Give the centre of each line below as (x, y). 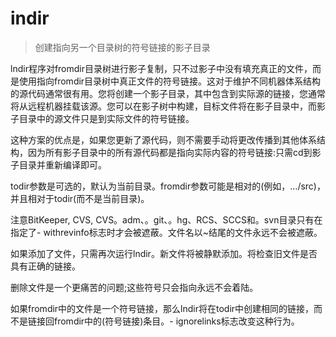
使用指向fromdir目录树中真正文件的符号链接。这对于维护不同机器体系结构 (170, 81)
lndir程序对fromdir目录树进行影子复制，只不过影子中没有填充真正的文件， (161, 68)
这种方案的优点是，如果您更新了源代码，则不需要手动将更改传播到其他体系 (163, 139)
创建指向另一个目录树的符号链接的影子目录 (122, 47)
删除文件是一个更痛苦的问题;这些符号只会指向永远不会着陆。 (134, 287)
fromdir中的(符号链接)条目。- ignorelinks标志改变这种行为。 (176, 321)
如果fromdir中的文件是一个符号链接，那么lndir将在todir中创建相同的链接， (162, 308)
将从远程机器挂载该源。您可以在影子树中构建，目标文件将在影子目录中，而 (163, 106)
